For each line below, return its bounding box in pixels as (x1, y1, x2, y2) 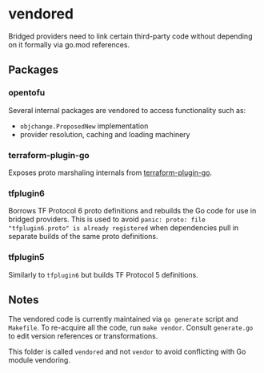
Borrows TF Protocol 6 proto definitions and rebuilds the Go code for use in (8, 206, 257, 216)
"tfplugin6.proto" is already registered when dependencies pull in (8, 223, 239, 233)
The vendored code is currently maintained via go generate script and (8, 314, 238, 324)
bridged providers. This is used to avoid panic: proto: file (8, 214, 206, 225)
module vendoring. (8, 355, 70, 365)
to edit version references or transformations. (8, 331, 158, 341)
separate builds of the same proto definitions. (8, 232, 158, 241)
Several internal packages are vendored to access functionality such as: (8, 105, 246, 115)
